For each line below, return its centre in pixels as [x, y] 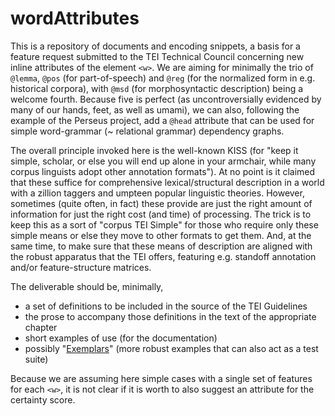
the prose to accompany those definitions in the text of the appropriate [170, 316]
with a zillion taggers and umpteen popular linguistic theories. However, [157, 193]
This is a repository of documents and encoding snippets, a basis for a [155, 46]
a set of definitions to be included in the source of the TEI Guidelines [166, 306]
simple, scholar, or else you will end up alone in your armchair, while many [163, 161]
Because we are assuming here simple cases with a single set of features [161, 378]
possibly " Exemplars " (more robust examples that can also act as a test [171, 348]
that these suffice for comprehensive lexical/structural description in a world [167, 182]
